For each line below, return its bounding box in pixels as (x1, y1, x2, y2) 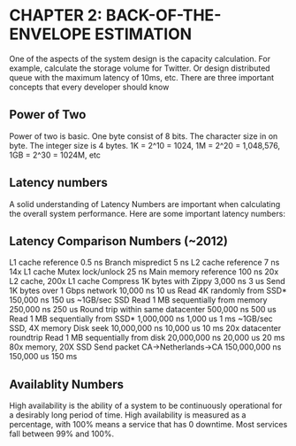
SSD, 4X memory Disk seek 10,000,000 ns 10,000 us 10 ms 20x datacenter (9, 323, 282, 334)
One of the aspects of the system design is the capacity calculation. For (9, 53, 271, 64)
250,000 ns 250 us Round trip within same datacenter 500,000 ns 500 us (9, 304, 277, 315)
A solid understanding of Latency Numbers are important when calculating (9, 198, 281, 209)
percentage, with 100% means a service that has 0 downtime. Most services (9, 419, 288, 430)
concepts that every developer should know (9, 81, 170, 92)
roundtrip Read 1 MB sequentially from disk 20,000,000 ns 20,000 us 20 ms (9, 333, 285, 343)
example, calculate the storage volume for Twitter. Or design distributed (9, 63, 271, 73)
